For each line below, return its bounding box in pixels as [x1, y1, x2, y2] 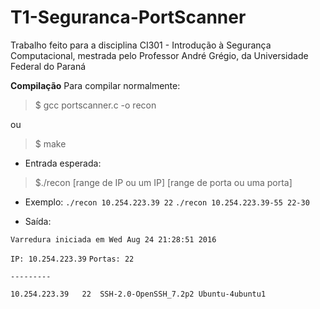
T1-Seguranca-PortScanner [10, 6, 247, 29]
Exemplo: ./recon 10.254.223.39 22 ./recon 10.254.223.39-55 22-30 [24, 196, 310, 208]
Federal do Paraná [10, 60, 87, 72]
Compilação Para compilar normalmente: [10, 79, 181, 91]
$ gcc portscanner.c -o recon [34, 99, 157, 111]
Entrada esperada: [24, 157, 102, 169]
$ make [34, 137, 67, 150]
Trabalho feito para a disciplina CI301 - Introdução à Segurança [10, 39, 272, 51]
